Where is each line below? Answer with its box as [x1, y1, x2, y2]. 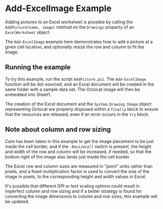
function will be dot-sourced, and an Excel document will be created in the [5, 81, 154, 87]
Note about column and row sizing [5, 125, 111, 134]
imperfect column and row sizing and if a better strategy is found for [5, 188, 142, 194]
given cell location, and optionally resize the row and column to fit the [5, 44, 145, 50]
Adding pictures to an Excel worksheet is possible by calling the [5, 19, 133, 25]
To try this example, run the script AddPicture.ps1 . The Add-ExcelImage [5, 76, 146, 82]
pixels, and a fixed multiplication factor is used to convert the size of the [5, 168, 150, 174]
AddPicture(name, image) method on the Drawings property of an [5, 24, 135, 30]
